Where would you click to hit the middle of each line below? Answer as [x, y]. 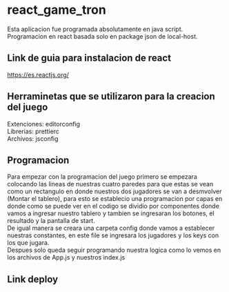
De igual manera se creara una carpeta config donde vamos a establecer [111, 228]
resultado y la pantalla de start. [51, 221]
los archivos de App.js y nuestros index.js [66, 257]
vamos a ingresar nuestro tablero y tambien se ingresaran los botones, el [111, 213]
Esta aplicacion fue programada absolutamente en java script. [95, 29]
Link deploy [33, 279]
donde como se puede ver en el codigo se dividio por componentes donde [113, 206]
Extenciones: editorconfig [44, 124]
